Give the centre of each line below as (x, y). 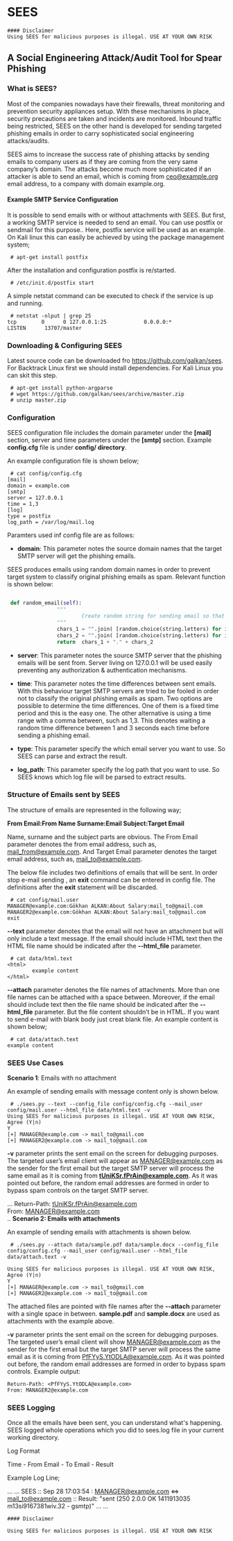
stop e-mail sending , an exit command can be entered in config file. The (111, 880)
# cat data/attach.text (44, 1039)
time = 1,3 (23, 504)
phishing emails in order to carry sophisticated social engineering (101, 133)
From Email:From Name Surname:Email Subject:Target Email (96, 823)
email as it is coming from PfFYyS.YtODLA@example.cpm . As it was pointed (116, 1357)
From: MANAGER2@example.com (48, 1390)
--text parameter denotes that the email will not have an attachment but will (115, 931)
